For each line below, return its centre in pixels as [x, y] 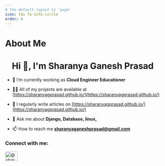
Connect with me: [27, 143]
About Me [26, 43]
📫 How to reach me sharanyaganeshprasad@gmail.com [71, 128]
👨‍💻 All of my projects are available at [49, 89]
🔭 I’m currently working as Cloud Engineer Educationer [69, 80]
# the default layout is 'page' [38, 10]
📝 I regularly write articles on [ [43, 104]
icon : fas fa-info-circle [32, 14]
